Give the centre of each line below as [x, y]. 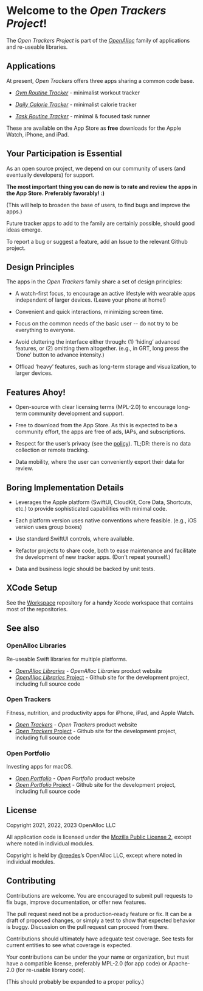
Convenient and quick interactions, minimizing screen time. [89, 312]
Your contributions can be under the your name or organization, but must [98, 957]
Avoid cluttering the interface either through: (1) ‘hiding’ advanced [98, 342]
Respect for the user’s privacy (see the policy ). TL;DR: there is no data [103, 444]
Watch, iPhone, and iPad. [38, 134]
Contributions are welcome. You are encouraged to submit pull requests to [100, 895]
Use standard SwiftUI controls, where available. [74, 539]
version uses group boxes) [48, 527]
